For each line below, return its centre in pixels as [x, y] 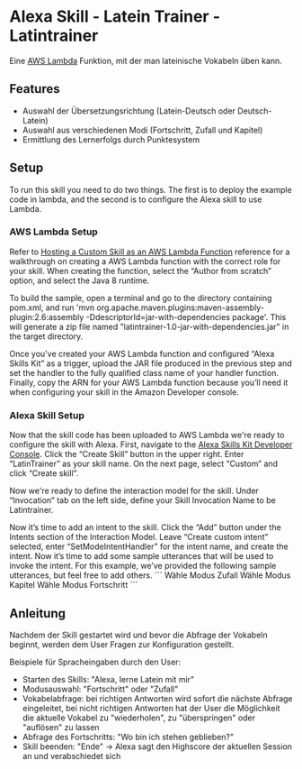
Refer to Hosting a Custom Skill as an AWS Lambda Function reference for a [150, 252]
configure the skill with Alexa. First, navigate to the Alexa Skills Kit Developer [151, 444]
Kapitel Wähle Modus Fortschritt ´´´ [74, 585]
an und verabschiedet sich [71, 755]
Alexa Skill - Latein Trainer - [115, 17]
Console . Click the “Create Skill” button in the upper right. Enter [127, 454]
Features [35, 89]
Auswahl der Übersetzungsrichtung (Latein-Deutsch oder [129, 111]
